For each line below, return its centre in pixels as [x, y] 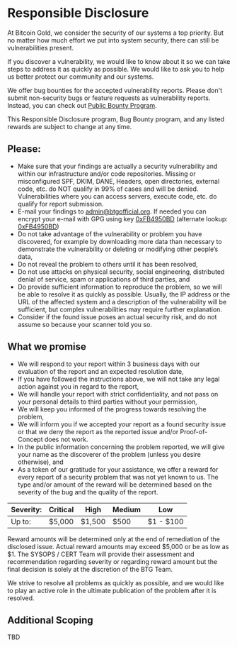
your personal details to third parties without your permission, [108, 402]
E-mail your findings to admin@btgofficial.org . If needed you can [112, 211]
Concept [30, 439]
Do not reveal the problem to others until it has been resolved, [108, 264]
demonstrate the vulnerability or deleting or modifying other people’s [118, 249]
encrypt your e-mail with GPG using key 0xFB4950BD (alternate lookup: [122, 219]
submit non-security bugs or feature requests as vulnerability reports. [109, 98]
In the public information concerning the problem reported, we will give [121, 447]
